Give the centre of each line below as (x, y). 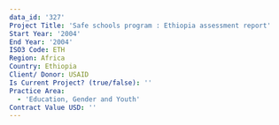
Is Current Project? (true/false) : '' (81, 83)
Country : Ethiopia (43, 67)
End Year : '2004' (41, 42)
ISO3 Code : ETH (37, 50)
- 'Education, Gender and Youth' (79, 99)
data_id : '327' (37, 17)
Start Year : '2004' (45, 33)
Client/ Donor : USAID (49, 75)
